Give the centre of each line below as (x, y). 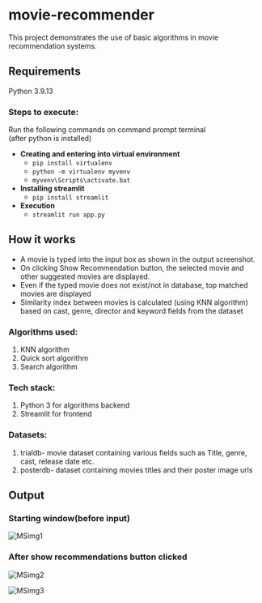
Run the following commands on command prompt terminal (107, 130)
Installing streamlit (52, 189)
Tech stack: (32, 388)
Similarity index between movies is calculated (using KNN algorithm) (134, 302)
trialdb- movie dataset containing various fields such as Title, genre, (134, 452)
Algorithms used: (43, 331)
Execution (37, 206)
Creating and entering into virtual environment (100, 154)
